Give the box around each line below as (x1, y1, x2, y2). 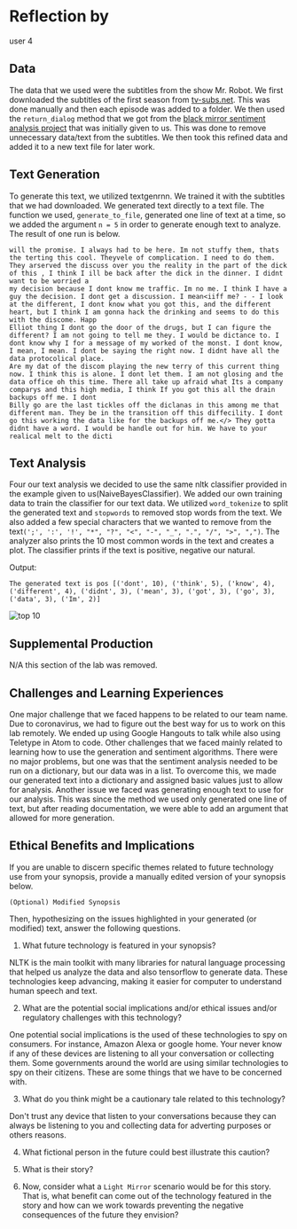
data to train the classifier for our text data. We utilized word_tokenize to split (9, 498, 288, 509)
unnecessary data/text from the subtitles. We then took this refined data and (9, 131, 288, 143)
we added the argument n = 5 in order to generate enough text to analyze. (9, 219, 281, 230)
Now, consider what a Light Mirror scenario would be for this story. (21, 1181, 272, 1192)
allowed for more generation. (9, 813, 115, 823)
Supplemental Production (9, 636, 153, 651)
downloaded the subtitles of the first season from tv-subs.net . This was (9, 94, 270, 105)
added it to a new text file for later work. (9, 141, 155, 152)
